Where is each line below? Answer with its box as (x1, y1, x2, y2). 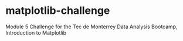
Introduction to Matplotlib (5, 29, 67, 36)
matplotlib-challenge (5, 4, 110, 17)
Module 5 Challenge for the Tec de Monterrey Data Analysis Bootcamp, (5, 23, 178, 30)
